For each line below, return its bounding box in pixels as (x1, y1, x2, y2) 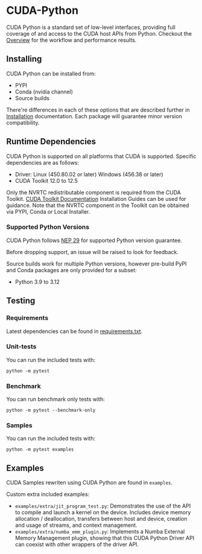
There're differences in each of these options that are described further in (6, 106, 190, 113)
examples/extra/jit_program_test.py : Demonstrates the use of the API (14, 502, 191, 510)
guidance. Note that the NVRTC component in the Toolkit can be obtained (6, 202, 189, 209)
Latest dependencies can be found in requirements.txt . (6, 327, 143, 335)
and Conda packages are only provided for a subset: (6, 266, 137, 273)
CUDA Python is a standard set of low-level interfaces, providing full (6, 24, 176, 31)
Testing (6, 296, 36, 306)
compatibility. (6, 119, 40, 126)
